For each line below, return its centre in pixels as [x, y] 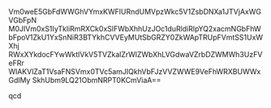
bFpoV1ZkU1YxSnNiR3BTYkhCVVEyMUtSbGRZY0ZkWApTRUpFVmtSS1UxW [136, 37]
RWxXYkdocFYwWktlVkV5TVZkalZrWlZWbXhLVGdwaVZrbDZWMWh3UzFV [135, 54]
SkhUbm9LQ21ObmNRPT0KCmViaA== [97, 80]
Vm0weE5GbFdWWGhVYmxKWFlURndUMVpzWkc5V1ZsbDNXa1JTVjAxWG [135, 12]
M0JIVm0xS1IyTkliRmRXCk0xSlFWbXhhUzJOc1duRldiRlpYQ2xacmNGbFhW [135, 29]
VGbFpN [23, 20]
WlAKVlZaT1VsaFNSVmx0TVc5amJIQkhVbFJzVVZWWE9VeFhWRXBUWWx [135, 71]
